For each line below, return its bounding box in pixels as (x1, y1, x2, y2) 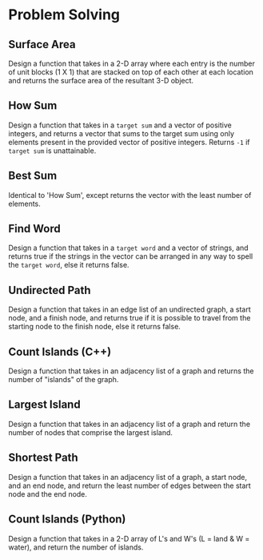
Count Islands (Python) (8, 513, 126, 526)
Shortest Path (8, 451, 78, 465)
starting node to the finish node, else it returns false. (8, 322, 181, 332)
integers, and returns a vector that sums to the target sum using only (8, 128, 234, 138)
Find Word (8, 222, 62, 236)
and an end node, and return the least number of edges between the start (8, 481, 252, 490)
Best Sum (8, 169, 58, 183)
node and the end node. (8, 489, 88, 498)
